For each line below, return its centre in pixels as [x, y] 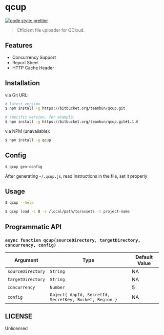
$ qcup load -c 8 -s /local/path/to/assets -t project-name [68, 212]
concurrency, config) [31, 245]
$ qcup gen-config [24, 167]
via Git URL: [17, 95]
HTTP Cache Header [33, 68]
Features [19, 46]
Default [144, 257]
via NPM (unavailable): [28, 131]
